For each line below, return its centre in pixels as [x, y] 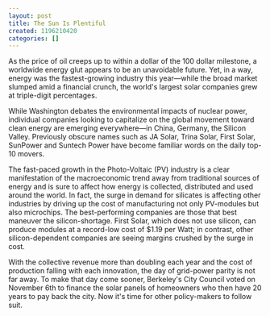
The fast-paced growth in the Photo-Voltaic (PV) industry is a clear [119, 169]
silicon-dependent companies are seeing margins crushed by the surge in [131, 238]
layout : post [30, 16]
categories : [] [34, 38]
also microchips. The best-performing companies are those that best [123, 212]
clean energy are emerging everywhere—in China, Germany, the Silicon [127, 128]
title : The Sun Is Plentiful [57, 23]
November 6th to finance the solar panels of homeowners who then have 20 [135, 288]
